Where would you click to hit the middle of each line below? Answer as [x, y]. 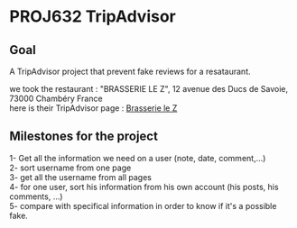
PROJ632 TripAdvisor [93, 17]
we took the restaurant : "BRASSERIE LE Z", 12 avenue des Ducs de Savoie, [149, 89]
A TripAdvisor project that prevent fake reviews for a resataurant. [130, 71]
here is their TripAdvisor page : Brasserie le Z [93, 108]
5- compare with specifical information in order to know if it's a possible [143, 205]
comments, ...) [36, 196]
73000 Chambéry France [56, 98]
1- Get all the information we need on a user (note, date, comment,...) [138, 158]
